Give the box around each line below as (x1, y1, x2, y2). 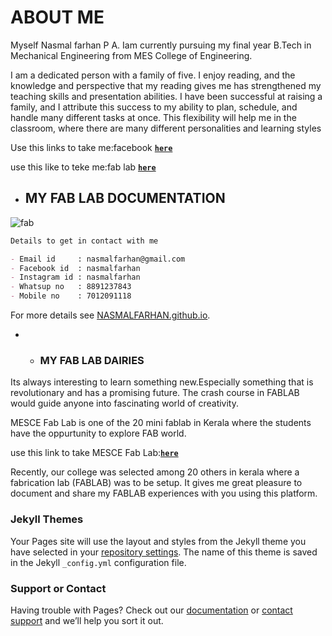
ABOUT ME (10, 6, 105, 29)
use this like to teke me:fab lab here (10, 161, 157, 173)
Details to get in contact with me (10, 236, 159, 246)
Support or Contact (10, 581, 107, 595)
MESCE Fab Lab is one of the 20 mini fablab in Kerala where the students (10, 417, 312, 429)
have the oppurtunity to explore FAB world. (10, 427, 187, 440)
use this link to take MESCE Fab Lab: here (10, 447, 179, 459)
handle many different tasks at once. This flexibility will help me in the (10, 111, 297, 123)
